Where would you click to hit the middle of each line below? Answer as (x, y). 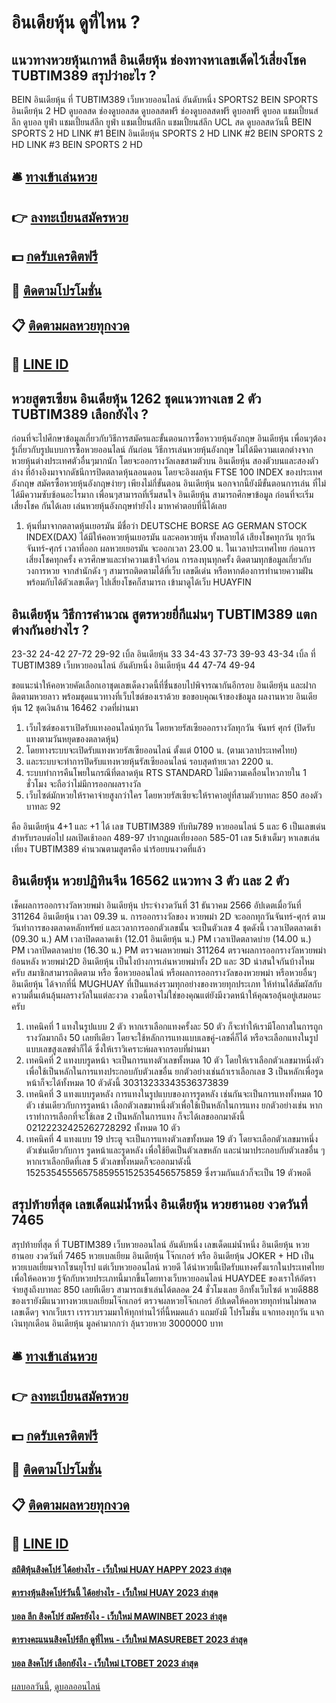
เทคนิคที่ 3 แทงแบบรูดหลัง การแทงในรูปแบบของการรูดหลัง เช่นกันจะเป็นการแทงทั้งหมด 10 (174, 1093)
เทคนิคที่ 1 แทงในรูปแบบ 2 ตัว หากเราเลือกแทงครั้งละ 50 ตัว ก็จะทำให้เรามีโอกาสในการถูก (174, 1026)
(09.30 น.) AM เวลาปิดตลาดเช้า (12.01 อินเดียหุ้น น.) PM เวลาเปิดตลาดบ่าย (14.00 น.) (161, 938)
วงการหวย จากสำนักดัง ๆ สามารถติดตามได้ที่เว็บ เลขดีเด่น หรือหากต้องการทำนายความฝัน (169, 571)
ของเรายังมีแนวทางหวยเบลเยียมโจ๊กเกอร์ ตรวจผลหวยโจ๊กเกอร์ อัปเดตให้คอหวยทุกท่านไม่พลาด (164, 1300)
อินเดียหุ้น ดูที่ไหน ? (76, 22)
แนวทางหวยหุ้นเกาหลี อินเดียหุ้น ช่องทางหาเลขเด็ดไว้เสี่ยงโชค (159, 59)
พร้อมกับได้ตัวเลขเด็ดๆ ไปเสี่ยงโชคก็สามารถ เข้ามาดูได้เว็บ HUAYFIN (138, 582)
